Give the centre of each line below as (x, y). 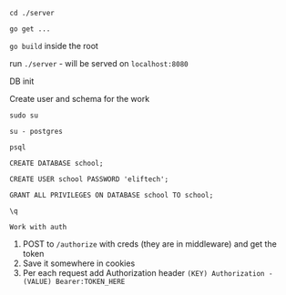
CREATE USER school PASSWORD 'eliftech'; (89, 179)
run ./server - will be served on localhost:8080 (99, 63)
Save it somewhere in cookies (79, 263)
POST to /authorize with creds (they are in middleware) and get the (150, 244)
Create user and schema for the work (80, 99)
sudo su (24, 116)
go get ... (30, 29)
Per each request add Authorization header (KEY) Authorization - (148, 273)
